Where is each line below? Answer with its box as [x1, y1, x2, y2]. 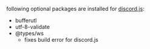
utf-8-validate [15, 24, 50, 30]
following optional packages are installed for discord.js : [6, 5, 145, 12]
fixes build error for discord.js [24, 36, 98, 43]
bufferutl [15, 17, 37, 24]
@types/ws [15, 30, 44, 37]
